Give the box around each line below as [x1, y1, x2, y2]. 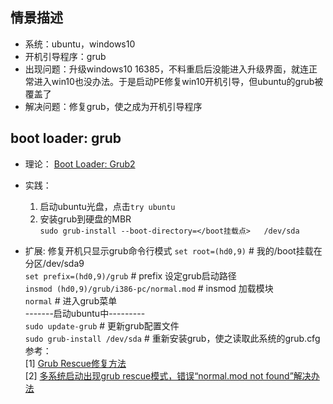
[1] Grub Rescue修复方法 [24, 357, 127, 369]
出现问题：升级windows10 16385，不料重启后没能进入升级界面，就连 [24, 63, 309, 75]
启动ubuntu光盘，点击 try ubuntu [39, 200, 176, 212]
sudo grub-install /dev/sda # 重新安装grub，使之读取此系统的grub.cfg [24, 332, 321, 344]
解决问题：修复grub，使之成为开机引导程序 [24, 100, 203, 112]
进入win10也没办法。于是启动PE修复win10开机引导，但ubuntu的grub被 [33, 75, 324, 87]
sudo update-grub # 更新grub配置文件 [24, 319, 180, 332]
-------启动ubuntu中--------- [24, 307, 146, 319]
